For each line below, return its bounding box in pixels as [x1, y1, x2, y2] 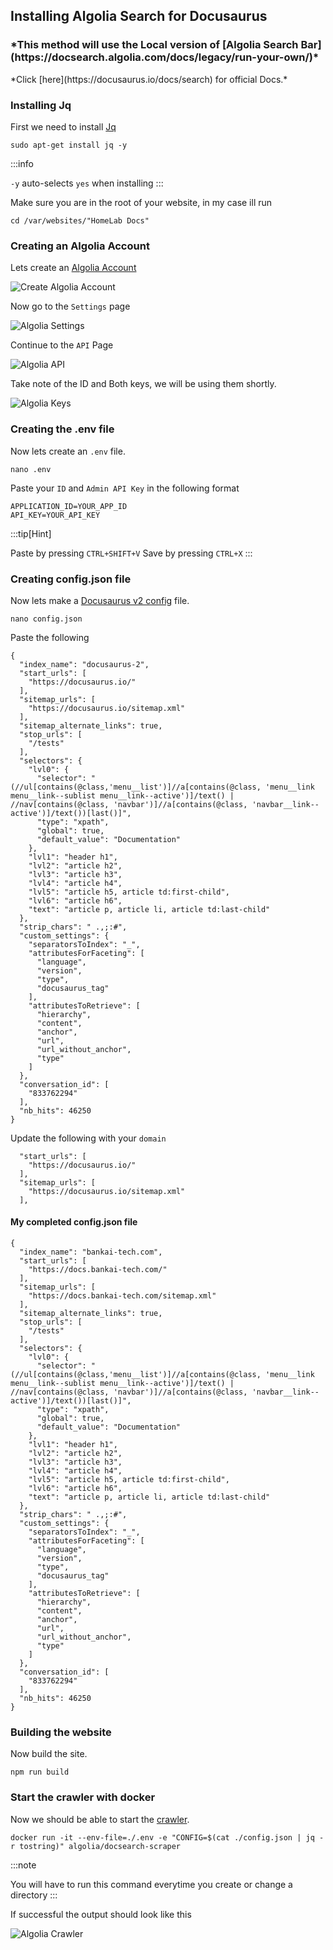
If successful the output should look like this [10, 1908, 192, 1920]
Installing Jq [10, 98, 72, 112]
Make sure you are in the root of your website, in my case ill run [10, 196, 273, 208]
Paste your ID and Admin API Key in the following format [10, 482, 240, 494]
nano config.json [10, 614, 83, 624]
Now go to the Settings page [10, 300, 131, 313]
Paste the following [10, 631, 90, 643]
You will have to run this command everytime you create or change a [10, 1878, 293, 1890]
